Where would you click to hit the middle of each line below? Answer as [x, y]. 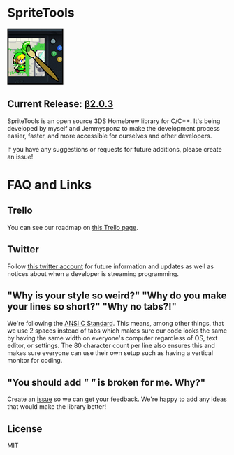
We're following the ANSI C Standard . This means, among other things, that [116, 324]
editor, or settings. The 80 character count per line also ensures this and [111, 346]
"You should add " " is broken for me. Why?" [107, 382]
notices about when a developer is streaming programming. [93, 273]
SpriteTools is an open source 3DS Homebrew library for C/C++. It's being [114, 121]
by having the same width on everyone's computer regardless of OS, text [112, 338]
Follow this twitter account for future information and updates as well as [111, 266]
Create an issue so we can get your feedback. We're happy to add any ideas [117, 399]
